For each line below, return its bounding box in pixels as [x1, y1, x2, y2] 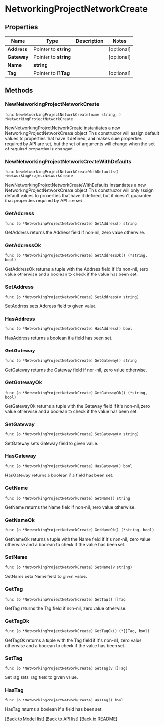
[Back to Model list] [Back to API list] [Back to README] [5, 716, 117, 722]
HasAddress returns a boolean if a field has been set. [5, 335, 113, 341]
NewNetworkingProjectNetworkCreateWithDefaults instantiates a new [5, 182, 146, 188]
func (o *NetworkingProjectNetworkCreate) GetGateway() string [5, 358, 137, 363]
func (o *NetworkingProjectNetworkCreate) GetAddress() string [5, 221, 137, 226]
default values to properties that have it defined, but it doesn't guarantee [5, 192, 152, 198]
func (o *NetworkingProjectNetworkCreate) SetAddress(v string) [5, 294, 139, 300]
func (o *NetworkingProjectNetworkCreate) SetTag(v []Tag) [5, 666, 128, 671]
